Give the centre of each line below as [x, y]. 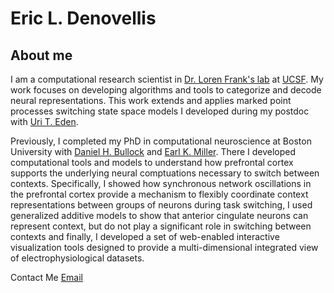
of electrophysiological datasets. [77, 258]
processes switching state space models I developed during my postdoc [160, 111]
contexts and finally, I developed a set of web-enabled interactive [145, 236]
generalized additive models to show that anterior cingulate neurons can [159, 215]
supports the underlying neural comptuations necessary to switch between [165, 173]
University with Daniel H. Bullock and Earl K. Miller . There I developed [153, 151]
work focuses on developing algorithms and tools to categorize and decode [166, 90]
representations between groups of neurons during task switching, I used [161, 205]
